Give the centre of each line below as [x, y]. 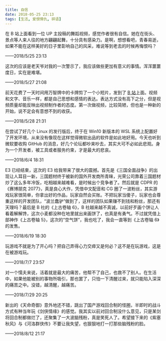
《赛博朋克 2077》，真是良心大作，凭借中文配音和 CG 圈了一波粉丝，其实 [79, 189]
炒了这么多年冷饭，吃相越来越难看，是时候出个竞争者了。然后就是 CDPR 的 [82, 183]
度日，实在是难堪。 [25, 72]
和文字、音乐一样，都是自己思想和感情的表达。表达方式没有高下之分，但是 [81, 99]
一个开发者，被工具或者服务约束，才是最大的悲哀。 [61, 150]
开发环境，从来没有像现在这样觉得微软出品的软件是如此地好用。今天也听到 [85, 137]
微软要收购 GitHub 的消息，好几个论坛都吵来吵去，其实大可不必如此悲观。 [81, 144]
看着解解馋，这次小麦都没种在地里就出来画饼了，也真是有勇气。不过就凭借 [81, 213]
